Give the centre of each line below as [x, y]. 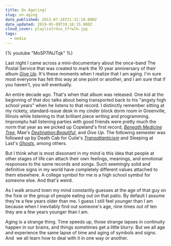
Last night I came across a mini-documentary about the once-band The [80, 63]
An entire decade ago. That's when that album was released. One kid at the [85, 94]
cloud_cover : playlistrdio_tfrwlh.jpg [46, 29]
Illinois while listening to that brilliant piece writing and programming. [77, 116]
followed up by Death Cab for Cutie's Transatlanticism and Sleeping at [79, 138]
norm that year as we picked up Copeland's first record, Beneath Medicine [84, 127]
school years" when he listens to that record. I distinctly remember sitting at [85, 105]
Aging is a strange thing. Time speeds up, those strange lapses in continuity [85, 222]
